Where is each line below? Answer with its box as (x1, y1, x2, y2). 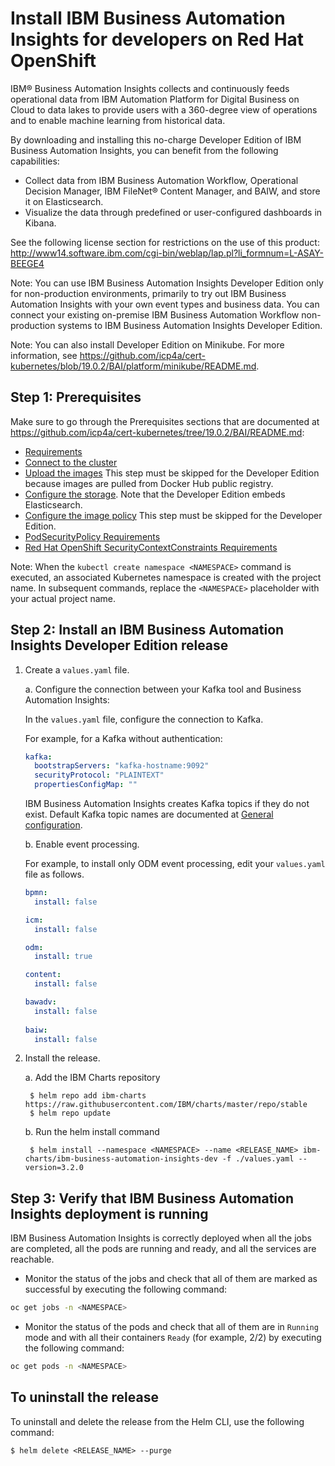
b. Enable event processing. (24, 838, 140, 851)
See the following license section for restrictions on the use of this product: (10, 236, 320, 248)
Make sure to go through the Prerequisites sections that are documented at (10, 415, 320, 427)
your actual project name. (10, 592, 117, 604)
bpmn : (24, 888, 48, 898)
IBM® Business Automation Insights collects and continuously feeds (10, 82, 290, 94)
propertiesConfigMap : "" (34, 780, 138, 790)
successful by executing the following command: (24, 1283, 228, 1296)
